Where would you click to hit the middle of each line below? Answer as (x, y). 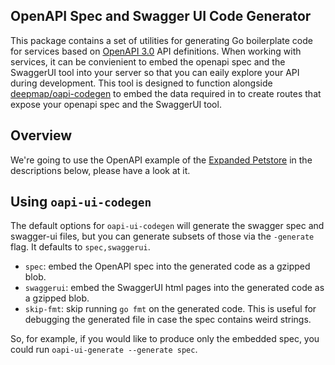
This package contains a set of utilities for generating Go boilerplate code (161, 40)
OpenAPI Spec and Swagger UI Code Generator (161, 16)
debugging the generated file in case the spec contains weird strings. (168, 320)
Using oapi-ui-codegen (81, 202)
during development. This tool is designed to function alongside (141, 83)
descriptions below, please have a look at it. (100, 170)
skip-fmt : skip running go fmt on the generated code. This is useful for (170, 309)
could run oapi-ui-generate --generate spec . (104, 350)
